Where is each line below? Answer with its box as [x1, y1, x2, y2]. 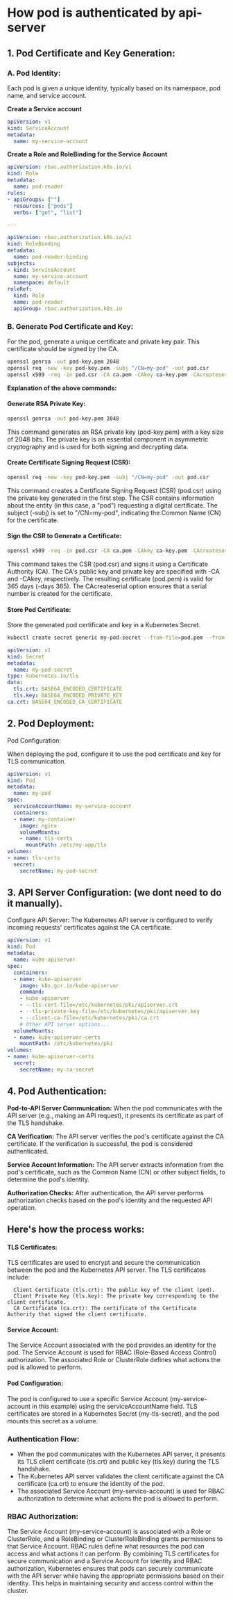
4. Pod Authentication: [7, 1085, 107, 1097]
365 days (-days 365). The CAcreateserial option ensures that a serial [7, 582, 207, 590]
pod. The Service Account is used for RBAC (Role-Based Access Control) [7, 1348, 217, 1357]
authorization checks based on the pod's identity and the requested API [7, 1196, 213, 1204]
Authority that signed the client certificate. [7, 1311, 148, 1318]
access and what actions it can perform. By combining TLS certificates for [7, 1549, 220, 1558]
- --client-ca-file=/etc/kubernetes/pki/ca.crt [19, 1014, 159, 1021]
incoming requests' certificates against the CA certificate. [7, 923, 172, 932]
